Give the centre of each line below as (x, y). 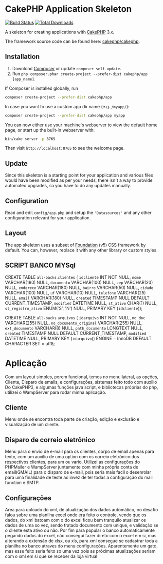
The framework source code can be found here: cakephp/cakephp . (72, 41)
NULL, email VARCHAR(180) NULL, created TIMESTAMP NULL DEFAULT (77, 298)
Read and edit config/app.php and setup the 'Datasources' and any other (78, 213)
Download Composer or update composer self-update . (67, 68)
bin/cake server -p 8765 (30, 139)
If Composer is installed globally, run (42, 88)
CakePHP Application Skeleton (69, 9)
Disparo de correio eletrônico (50, 440)
